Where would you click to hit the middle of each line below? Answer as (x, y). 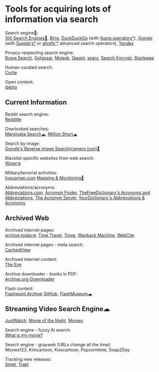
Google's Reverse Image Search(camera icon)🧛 (53, 148)
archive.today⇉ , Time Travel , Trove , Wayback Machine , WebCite (70, 235)
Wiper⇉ (13, 163)
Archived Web (27, 218)
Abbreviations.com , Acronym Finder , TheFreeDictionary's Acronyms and (78, 192)
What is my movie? (24, 335)
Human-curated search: (29, 67)
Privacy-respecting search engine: (40, 53)
